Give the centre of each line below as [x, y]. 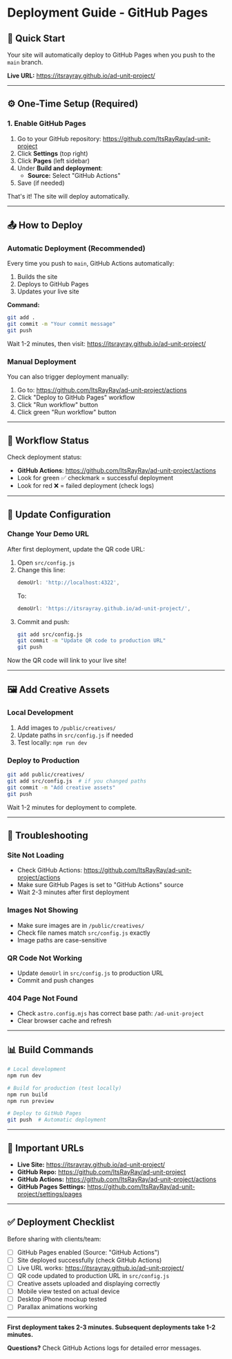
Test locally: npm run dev [52, 742]
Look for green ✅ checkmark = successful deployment [95, 478]
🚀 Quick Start [36, 38]
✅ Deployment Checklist [61, 1222]
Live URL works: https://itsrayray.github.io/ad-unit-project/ [100, 1268]
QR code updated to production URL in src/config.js [93, 1275]
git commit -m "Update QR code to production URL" [91, 641]
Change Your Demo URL [48, 534]
